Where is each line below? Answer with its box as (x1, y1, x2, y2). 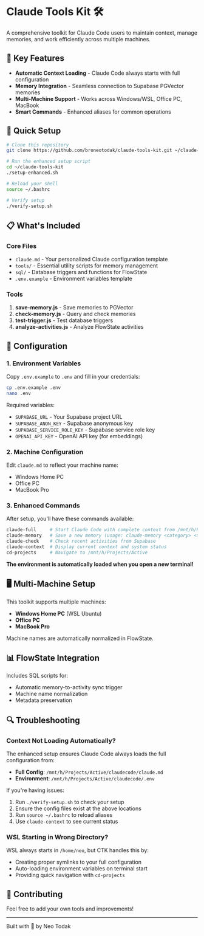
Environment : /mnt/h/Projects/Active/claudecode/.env (15, 775, 155, 782)
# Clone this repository (6, 142, 69, 148)
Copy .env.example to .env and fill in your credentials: (6, 373, 140, 380)
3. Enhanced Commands (6, 501, 80, 510)
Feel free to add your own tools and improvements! (6, 905, 134, 912)
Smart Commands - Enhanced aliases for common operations (15, 108, 171, 115)
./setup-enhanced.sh (6, 170, 59, 176)
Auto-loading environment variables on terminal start (15, 865, 148, 872)
